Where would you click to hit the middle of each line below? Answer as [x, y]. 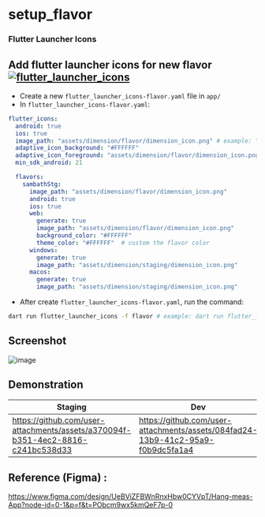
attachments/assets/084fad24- [198, 430]
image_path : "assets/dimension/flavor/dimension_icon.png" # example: [134, 141]
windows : [43, 250]
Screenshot [37, 341]
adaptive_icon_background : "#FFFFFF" [77, 148]
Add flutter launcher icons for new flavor [110, 65]
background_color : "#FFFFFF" [84, 236]
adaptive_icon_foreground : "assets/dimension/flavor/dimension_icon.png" [139, 155]
